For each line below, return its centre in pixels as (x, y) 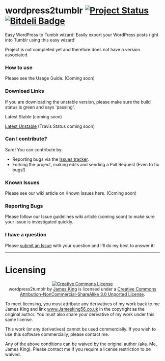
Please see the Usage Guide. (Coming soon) (50, 78)
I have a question (26, 235)
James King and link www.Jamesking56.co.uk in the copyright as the (75, 309)
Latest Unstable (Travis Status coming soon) (50, 126)
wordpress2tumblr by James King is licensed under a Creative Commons (82, 289)
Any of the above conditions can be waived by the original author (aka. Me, (81, 344)
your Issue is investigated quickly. (39, 222)
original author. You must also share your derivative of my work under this (80, 314)
